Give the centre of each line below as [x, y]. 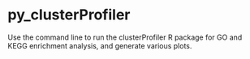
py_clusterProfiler [69, 15]
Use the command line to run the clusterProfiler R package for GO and [125, 37]
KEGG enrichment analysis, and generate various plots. [100, 45]
